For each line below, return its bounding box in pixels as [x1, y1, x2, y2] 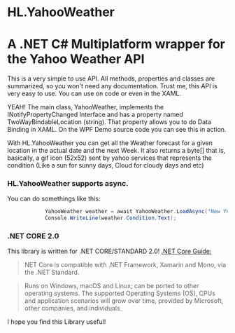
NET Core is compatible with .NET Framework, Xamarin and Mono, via [24, 261, 227, 269]
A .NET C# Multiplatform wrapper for [7, 36, 225, 53]
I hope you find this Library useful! [7, 318, 106, 326]
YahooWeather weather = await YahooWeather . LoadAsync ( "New [44, 208, 220, 215]
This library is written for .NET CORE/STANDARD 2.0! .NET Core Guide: [7, 247, 212, 256]
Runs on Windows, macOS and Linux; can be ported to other [24, 282, 199, 290]
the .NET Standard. [24, 268, 80, 277]
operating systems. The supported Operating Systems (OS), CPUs [24, 289, 215, 298]
